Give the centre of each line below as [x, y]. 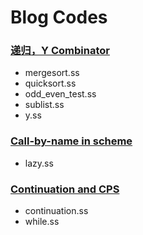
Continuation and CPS [65, 189]
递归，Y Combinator [60, 51]
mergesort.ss [52, 73]
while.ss [42, 222]
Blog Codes [59, 17]
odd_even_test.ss [60, 94]
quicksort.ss [50, 83]
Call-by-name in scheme [71, 141]
